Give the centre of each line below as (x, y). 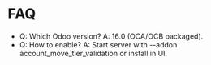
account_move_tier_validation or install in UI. (93, 53)
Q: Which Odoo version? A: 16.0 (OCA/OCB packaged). (111, 36)
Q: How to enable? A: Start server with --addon (98, 44)
